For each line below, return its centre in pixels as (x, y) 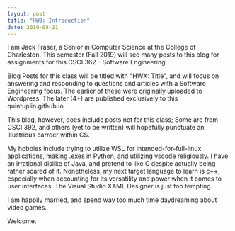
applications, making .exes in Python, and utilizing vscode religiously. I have (118, 156)
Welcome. (22, 221)
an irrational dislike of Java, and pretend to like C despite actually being (111, 164)
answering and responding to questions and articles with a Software (107, 84)
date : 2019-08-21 (33, 27)
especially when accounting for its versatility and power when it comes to (115, 179)
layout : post (27, 14)
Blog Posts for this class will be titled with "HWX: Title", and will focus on (113, 76)
